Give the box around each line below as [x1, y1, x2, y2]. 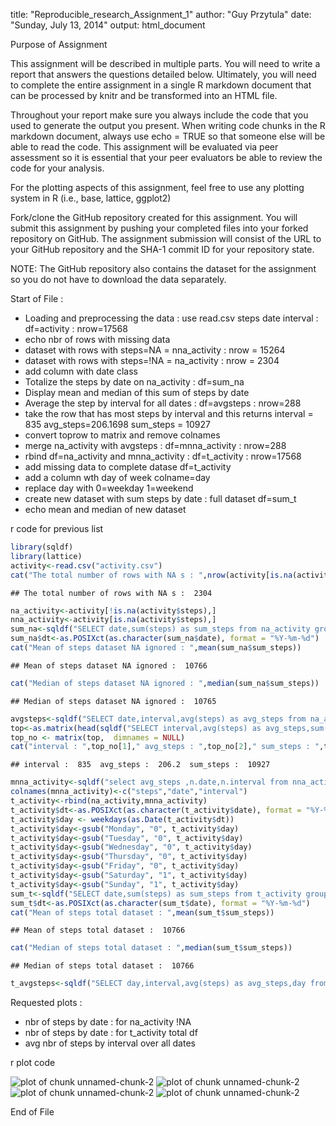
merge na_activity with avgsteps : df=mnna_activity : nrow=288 [24, 440, 287, 451]
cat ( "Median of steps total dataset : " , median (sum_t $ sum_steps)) [10, 943, 293, 953]
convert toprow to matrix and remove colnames [24, 429, 221, 441]
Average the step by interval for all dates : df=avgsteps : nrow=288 [24, 397, 302, 409]
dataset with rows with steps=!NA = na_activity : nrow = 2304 [24, 355, 280, 366]
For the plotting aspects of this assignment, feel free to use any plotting [10, 182, 305, 193]
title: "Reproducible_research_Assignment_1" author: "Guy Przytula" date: [10, 9, 312, 20]
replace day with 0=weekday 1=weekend [24, 482, 194, 494]
